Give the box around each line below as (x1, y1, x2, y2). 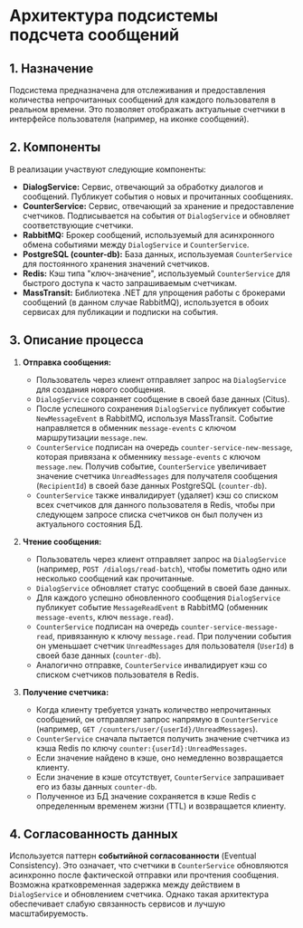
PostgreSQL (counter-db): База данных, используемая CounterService (22, 248, 293, 259)
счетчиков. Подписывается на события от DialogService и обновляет (22, 210, 291, 221)
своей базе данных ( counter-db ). (35, 649, 162, 661)
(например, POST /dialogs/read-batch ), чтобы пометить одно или (35, 563, 288, 574)
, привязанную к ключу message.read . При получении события (52, 630, 292, 641)
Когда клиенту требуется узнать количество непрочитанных (35, 703, 271, 715)
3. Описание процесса (9, 332, 144, 349)
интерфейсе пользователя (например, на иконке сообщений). (9, 114, 250, 124)
